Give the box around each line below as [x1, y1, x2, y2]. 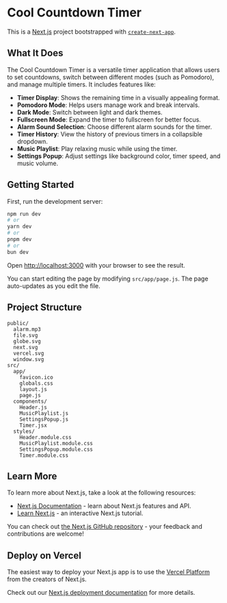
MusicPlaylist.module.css [19, 440, 94, 447]
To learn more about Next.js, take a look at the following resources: [7, 488, 196, 497]
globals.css [19, 379, 53, 387]
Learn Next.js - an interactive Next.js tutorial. [16, 509, 144, 517]
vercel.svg [13, 350, 44, 357]
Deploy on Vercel [7, 549, 82, 561]
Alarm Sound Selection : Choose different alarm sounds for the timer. [16, 122, 212, 131]
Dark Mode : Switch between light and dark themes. [16, 108, 163, 116]
